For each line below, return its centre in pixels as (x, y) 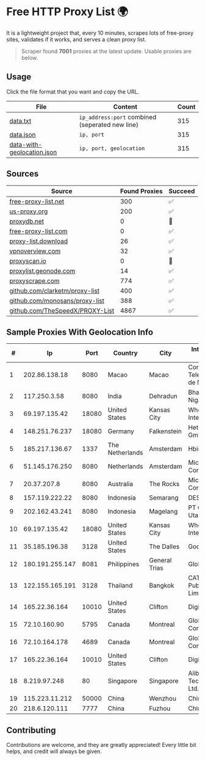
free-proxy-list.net (37, 201)
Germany (121, 431)
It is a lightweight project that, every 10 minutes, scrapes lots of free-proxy (100, 33)
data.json (23, 134)
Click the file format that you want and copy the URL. (73, 92)
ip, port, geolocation (112, 148)
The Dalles (164, 547)
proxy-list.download (39, 241)
